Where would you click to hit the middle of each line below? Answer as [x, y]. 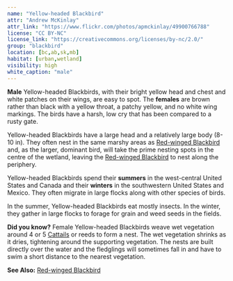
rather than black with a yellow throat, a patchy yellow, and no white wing [112, 106]
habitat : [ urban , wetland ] [45, 59]
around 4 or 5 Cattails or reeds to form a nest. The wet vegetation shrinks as [117, 234]
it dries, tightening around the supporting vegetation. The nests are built [110, 241]
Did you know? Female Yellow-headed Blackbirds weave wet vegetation [111, 227]
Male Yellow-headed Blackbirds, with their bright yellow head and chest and [116, 92]
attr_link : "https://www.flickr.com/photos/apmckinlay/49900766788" [109, 26]
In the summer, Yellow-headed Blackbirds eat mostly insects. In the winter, [114, 206]
